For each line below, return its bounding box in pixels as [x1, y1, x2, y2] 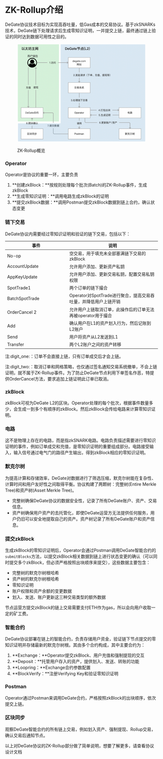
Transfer [7, 342, 24, 347]
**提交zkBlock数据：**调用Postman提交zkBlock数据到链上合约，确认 [12, 199, 151, 205]
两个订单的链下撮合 [69, 285, 108, 290]
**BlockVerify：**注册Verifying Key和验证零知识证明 [12, 671, 119, 677]
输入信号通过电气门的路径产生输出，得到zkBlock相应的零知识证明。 [13, 450, 149, 455]
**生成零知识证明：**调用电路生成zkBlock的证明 [12, 193, 109, 199]
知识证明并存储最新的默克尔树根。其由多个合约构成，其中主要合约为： [5, 642, 146, 648]
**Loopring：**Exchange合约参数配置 [12, 664, 91, 670]
